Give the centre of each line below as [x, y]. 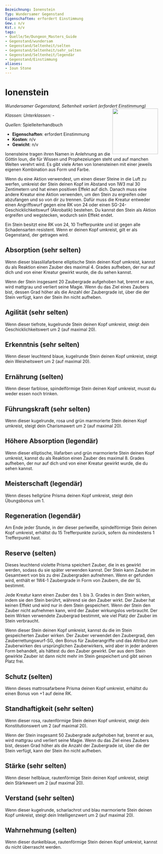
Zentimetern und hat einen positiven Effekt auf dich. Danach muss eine [76, 189]
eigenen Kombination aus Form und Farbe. [48, 169]
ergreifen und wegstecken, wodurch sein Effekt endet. [59, 215]
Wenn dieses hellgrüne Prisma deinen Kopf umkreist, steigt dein [69, 495]
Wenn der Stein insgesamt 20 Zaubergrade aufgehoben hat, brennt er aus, [80, 282]
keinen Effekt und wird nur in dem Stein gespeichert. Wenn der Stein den [78, 605]
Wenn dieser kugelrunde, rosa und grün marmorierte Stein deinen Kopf [76, 421]
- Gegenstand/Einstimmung [31, 59]
